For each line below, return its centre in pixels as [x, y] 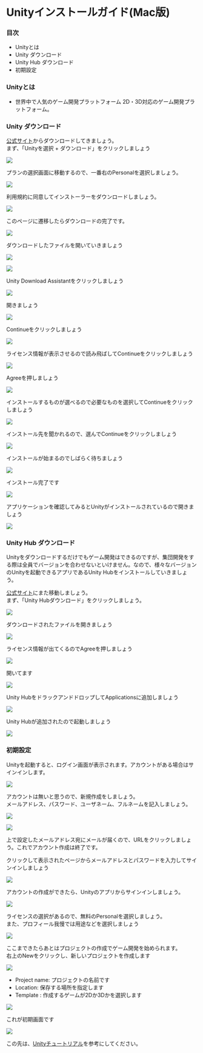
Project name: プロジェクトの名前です [62, 980]
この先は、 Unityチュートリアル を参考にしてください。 [74, 1043]
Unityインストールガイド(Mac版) [88, 12]
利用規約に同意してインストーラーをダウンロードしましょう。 [83, 197]
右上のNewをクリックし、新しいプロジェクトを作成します [78, 955]
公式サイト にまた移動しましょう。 [49, 593]
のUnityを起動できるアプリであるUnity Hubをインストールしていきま [92, 572]
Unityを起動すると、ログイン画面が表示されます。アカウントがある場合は [98, 764]
